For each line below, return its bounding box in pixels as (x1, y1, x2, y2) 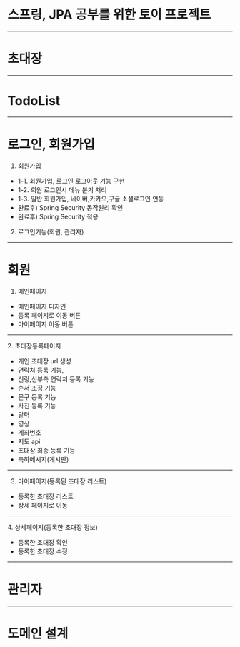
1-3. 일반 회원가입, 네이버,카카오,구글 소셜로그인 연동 (17, 194, 164, 203)
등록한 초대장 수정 (17, 547, 68, 556)
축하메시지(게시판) (17, 455, 69, 463)
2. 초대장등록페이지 (7, 341, 61, 350)
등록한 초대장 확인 (17, 538, 68, 546)
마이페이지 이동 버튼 (17, 319, 74, 328)
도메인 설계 (7, 626, 69, 641)
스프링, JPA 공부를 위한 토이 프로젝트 (7, 6, 211, 23)
